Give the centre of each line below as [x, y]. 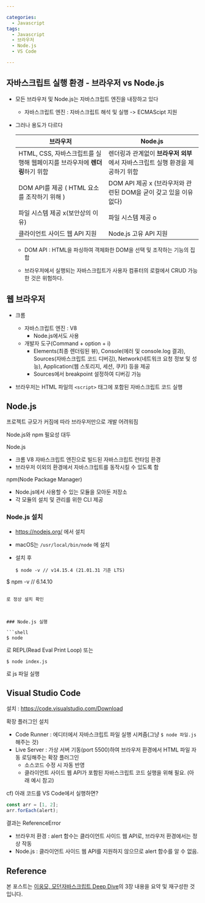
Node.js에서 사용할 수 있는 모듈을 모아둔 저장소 [71, 492]
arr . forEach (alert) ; [33, 811]
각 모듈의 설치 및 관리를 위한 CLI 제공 [59, 500]
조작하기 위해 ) [45, 197]
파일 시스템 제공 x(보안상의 [55, 213]
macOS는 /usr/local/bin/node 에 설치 [62, 544]
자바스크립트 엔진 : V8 [51, 328]
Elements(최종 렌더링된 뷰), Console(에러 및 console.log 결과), [110, 351]
